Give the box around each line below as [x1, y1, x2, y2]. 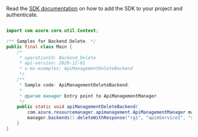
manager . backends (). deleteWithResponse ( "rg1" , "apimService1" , [27, 115, 186, 121]
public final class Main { [6, 44, 72, 49]
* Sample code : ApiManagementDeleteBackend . [19, 82, 131, 88]
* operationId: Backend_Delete [19, 55, 96, 61]
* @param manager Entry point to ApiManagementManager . [19, 93, 160, 99]
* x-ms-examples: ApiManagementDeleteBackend [19, 66, 133, 72]
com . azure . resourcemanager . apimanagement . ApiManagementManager [27, 109, 186, 115]
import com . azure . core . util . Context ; [6, 28, 99, 34]
